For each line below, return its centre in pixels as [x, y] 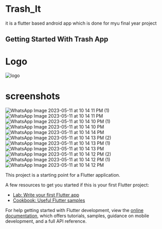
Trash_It [23, 9]
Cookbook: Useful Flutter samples [49, 200]
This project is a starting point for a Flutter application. [63, 175]
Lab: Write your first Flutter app [46, 195]
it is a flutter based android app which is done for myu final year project [81, 23]
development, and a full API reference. [46, 221]
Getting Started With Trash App [57, 39]
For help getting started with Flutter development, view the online [75, 211]
